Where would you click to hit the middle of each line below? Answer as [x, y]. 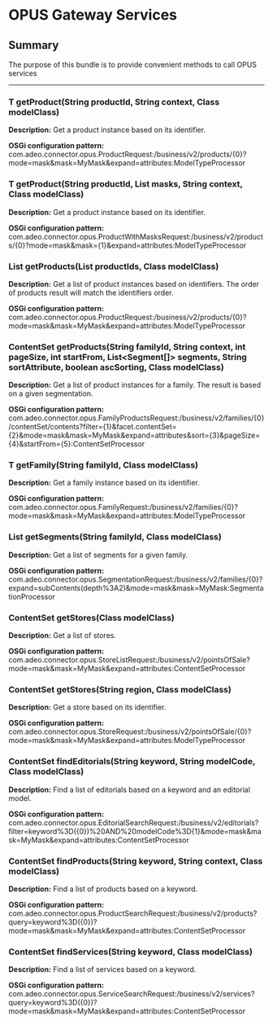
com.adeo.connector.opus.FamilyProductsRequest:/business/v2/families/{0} [136, 418]
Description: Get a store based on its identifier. [87, 707]
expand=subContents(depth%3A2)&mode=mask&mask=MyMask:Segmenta [136, 587]
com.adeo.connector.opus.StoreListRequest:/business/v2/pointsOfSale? [129, 660]
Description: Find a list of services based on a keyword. [102, 969]
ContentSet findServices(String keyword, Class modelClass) [131, 951]
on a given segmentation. [51, 393]
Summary [34, 45]
